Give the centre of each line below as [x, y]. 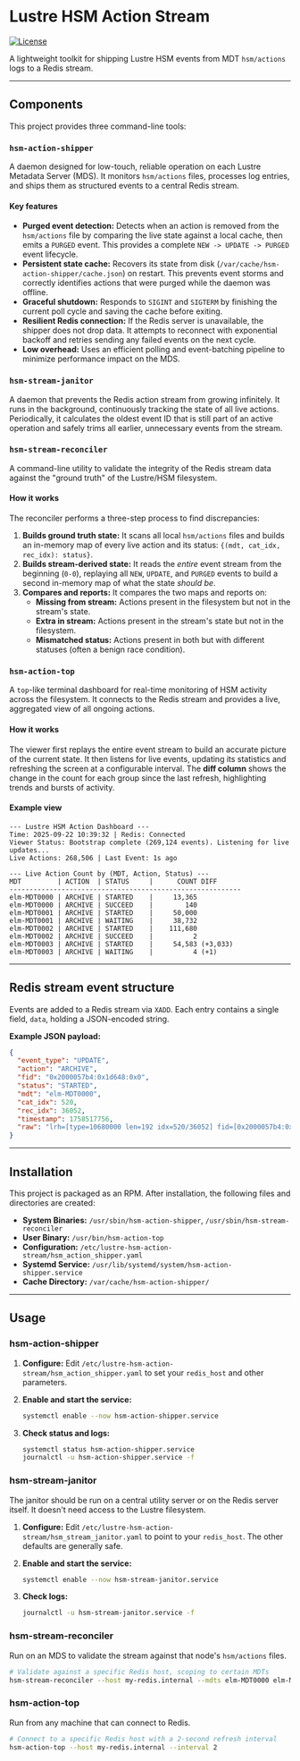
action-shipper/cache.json [72, 275]
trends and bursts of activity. [62, 787]
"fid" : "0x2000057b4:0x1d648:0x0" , [83, 1078]
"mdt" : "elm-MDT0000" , [59, 1094]
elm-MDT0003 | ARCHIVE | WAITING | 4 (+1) [113, 952]
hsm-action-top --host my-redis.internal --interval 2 [113, 1747]
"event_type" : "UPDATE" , [63, 1061]
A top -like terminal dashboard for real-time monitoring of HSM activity [138, 690]
